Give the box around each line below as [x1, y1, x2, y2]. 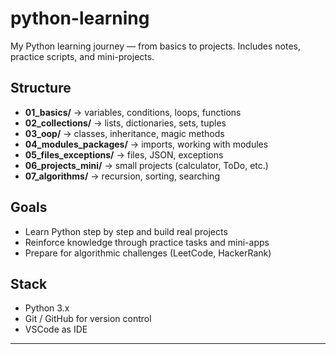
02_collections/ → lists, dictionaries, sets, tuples [24, 117, 227, 129]
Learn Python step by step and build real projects [24, 225, 228, 237]
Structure [10, 80, 72, 97]
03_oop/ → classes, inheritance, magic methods [24, 127, 225, 139]
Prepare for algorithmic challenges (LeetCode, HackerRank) [24, 247, 272, 259]
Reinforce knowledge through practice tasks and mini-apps [24, 236, 270, 248]
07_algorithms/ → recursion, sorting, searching [24, 170, 220, 182]
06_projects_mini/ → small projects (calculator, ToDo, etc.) [24, 159, 269, 171]
